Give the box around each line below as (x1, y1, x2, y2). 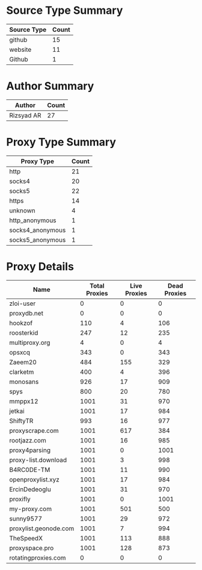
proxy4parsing (9, 446, 51, 454)
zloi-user (9, 299, 36, 308)
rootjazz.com (9, 436, 46, 444)
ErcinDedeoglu (9, 485, 51, 494)
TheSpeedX (9, 534, 43, 542)
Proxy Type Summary (6, 135, 116, 149)
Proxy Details (6, 260, 74, 273)
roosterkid (9, 329, 38, 337)
